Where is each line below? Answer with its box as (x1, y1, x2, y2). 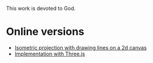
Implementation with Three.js (14, 50, 85, 57)
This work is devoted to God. (6, 5, 76, 12)
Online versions (6, 25, 84, 38)
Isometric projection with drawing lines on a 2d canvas (14, 44, 147, 51)
